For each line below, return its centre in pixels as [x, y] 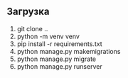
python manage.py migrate [57, 59]
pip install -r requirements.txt [59, 44]
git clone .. [32, 28]
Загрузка [28, 12]
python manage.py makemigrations [69, 51]
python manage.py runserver [59, 66]
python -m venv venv [48, 36]
